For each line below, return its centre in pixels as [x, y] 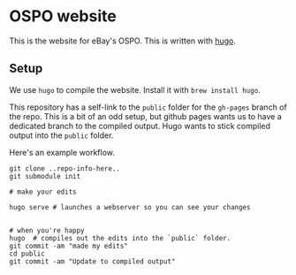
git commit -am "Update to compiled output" [92, 261]
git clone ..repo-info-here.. [65, 168]
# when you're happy [47, 230]
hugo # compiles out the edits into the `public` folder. [120, 238]
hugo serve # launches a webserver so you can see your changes [130, 207]
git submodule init [45, 176]
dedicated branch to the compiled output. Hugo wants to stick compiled [140, 126]
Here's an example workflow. [62, 152]
